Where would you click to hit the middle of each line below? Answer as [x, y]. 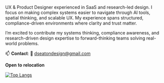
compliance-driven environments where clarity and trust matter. [71, 23]
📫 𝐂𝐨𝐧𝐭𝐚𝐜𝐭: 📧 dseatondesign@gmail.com [48, 53]
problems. [28, 43]
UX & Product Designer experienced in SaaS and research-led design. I [79, 7]
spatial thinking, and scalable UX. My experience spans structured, [74, 18]
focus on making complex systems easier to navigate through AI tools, [78, 12]
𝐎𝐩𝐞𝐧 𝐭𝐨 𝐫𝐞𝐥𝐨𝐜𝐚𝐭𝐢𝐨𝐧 [25, 65]
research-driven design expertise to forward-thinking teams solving [75, 38]
